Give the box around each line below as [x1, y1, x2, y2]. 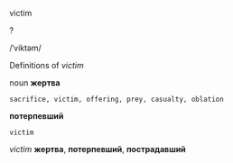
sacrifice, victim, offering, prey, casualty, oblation [9, 95, 224, 104]
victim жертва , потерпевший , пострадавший [9, 144, 187, 154]
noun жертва [9, 77, 61, 88]
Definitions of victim [9, 60, 84, 70]
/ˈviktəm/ [9, 42, 42, 53]
